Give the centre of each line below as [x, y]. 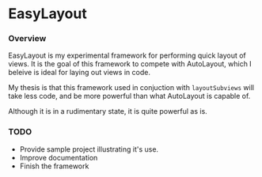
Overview [27, 39]
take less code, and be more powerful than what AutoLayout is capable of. [129, 96]
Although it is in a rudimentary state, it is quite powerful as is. [108, 111]
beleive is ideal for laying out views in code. [79, 73]
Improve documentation [59, 157]
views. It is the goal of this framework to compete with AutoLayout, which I [130, 64]
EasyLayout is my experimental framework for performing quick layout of [127, 55]
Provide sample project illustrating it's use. [89, 149]
